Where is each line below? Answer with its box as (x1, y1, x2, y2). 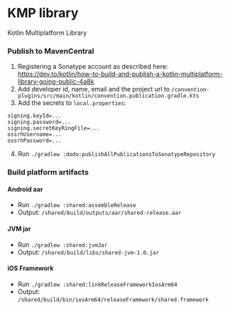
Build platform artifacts (7, 167, 89, 177)
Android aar (7, 184, 43, 193)
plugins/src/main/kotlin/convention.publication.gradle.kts (17, 92, 199, 100)
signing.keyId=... (7, 112, 62, 120)
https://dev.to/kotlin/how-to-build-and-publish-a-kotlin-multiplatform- (17, 70, 223, 79)
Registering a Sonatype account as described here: (17, 62, 168, 71)
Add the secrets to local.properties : (17, 99, 126, 107)
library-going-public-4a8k (17, 77, 94, 86)
